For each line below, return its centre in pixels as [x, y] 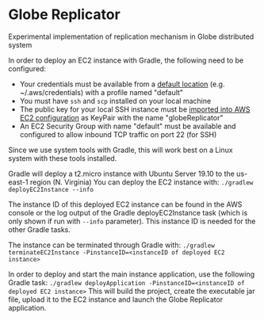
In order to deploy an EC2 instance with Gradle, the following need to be [126, 60]
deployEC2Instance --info [51, 189]
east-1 [18, 182]
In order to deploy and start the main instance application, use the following [132, 274]
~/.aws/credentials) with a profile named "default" [101, 92]
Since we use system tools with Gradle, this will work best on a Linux [121, 150]
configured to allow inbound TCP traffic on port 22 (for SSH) [118, 134]
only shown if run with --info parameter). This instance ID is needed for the [132, 221]
